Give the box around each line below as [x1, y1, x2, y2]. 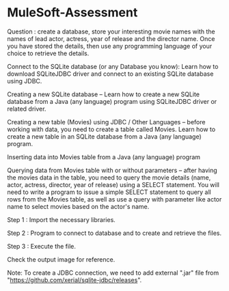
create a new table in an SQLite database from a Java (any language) [7, 132, 202, 141]
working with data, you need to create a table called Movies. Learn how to [7, 125, 216, 133]
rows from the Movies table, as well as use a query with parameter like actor [7, 195, 222, 203]
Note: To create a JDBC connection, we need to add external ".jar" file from [7, 268, 219, 277]
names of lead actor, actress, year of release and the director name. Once [7, 34, 215, 42]
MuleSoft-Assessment [7, 5, 138, 20]
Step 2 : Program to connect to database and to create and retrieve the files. [7, 229, 222, 237]
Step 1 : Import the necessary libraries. [7, 215, 116, 223]
